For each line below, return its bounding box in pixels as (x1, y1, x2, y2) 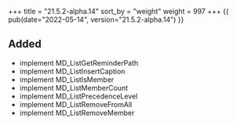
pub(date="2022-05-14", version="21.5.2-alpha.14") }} (8, 15, 184, 24)
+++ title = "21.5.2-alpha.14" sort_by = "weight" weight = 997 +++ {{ (8, 7, 229, 16)
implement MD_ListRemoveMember (19, 108, 135, 117)
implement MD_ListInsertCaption (19, 66, 126, 76)
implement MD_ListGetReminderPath (19, 58, 139, 67)
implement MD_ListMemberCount (19, 83, 128, 92)
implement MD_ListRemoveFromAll (19, 99, 133, 109)
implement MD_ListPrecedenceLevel (19, 91, 138, 101)
